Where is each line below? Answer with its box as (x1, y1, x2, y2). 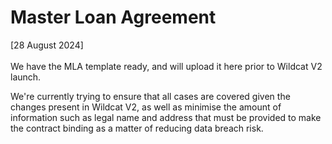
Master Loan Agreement (10, 6, 217, 29)
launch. (10, 71, 42, 83)
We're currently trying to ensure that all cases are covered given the (10, 90, 291, 102)
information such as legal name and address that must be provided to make (10, 111, 322, 123)
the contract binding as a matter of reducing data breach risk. (10, 122, 264, 134)
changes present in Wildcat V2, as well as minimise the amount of (10, 101, 282, 113)
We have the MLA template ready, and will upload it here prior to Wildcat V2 (10, 60, 323, 72)
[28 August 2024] (10, 39, 84, 51)
